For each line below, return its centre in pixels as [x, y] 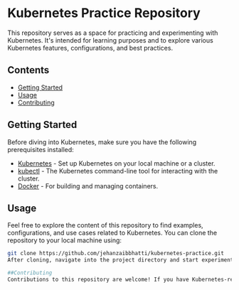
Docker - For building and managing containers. [88, 186]
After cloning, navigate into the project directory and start [103, 260]
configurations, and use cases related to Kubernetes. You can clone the [112, 233]
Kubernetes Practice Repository [104, 13]
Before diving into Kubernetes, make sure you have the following [102, 142]
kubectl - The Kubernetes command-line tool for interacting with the [118, 171]
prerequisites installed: [41, 149]
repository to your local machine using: [65, 240]
